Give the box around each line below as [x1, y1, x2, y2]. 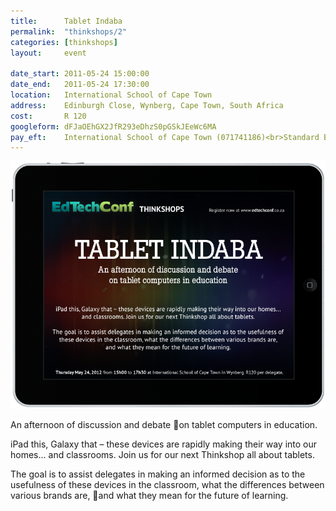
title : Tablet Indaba [10, 16, 123, 26]
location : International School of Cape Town [10, 90, 213, 100]
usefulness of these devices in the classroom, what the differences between [10, 479, 325, 491]
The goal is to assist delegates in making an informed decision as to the [10, 468, 306, 480]
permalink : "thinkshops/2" [10, 26, 128, 37]
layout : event [10, 48, 87, 58]
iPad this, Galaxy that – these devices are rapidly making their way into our [10, 438, 318, 450]
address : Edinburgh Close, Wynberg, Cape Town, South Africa [10, 100, 284, 110]
